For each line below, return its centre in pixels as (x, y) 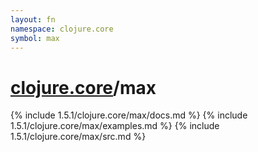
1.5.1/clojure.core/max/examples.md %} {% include (115, 126)
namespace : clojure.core (62, 29)
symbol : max (35, 38)
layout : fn (33, 19)
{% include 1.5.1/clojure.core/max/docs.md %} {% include (129, 115)
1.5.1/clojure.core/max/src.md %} (78, 137)
